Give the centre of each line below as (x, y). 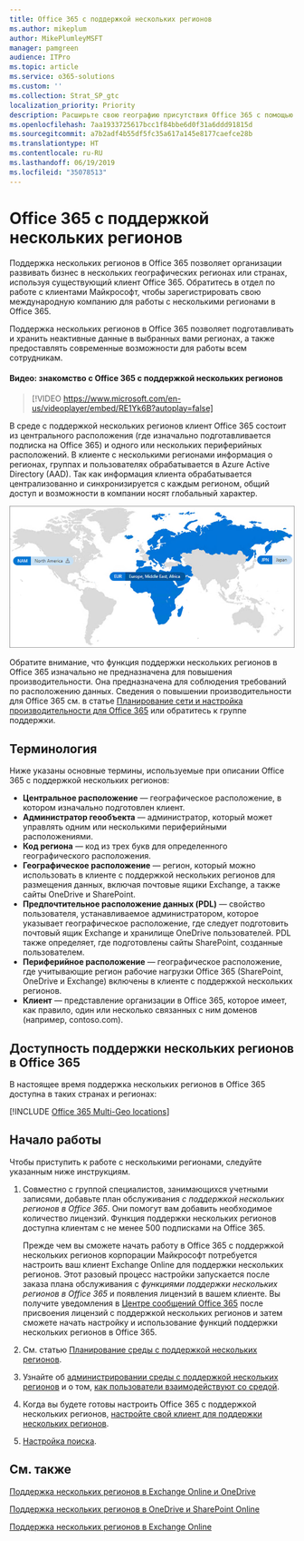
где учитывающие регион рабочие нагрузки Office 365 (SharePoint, (153, 972)
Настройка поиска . (59, 1441)
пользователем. (53, 952)
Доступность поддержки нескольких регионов (152, 1048)
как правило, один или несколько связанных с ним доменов (140, 1010)
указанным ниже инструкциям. (70, 1172)
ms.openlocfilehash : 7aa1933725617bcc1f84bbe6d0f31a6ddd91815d (131, 124)
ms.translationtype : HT (54, 144)
